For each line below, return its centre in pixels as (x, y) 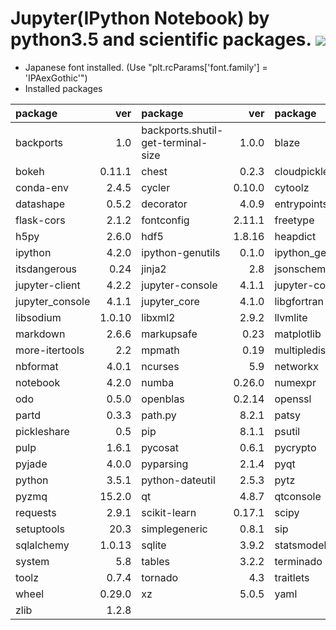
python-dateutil (178, 480)
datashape (40, 204)
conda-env (42, 187)
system (32, 561)
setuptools (40, 529)
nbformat (37, 366)
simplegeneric (174, 529)
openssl (293, 399)
